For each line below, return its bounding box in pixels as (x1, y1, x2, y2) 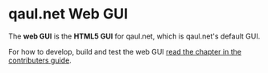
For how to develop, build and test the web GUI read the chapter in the (8, 47, 241, 56)
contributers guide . (8, 55, 72, 65)
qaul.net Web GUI (8, 5, 129, 23)
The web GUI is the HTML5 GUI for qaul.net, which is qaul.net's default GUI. (8, 31, 261, 41)
